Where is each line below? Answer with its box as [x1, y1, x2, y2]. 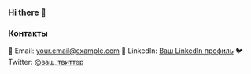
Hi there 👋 [8, 7, 47, 18]
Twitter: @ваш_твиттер [8, 58, 84, 67]
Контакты [8, 27, 49, 38]
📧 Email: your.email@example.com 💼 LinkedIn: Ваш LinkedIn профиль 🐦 [8, 46, 244, 55]
